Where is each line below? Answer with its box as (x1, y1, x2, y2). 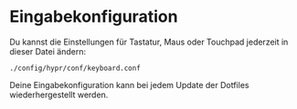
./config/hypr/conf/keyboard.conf (9, 64, 142, 73)
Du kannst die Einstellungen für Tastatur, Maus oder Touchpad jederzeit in (9, 36, 289, 47)
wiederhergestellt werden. (9, 89, 109, 100)
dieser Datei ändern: (9, 45, 87, 56)
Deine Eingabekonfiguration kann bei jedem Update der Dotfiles (9, 79, 249, 90)
